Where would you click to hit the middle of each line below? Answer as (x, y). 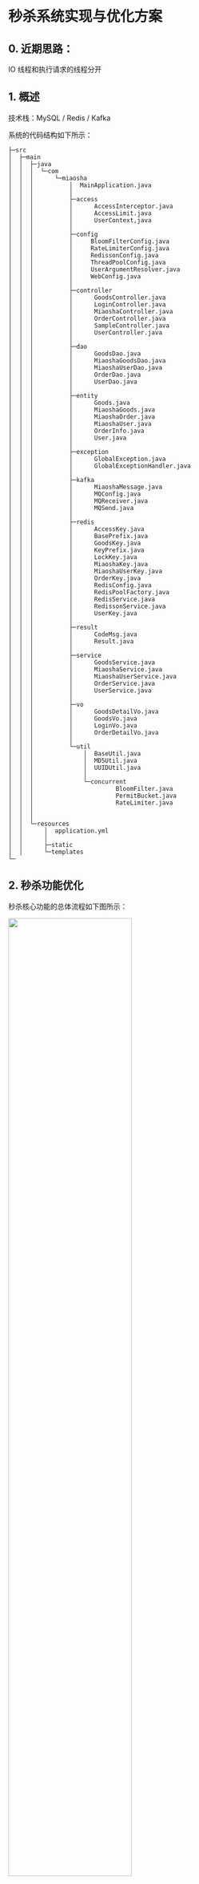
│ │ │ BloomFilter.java (91, 788)
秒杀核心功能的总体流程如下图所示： (68, 906)
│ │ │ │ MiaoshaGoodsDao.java (87, 361)
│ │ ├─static (41, 845)
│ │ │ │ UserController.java (85, 332)
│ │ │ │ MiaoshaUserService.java (93, 676)
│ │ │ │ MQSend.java (71, 508)
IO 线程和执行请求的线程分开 (55, 69)
